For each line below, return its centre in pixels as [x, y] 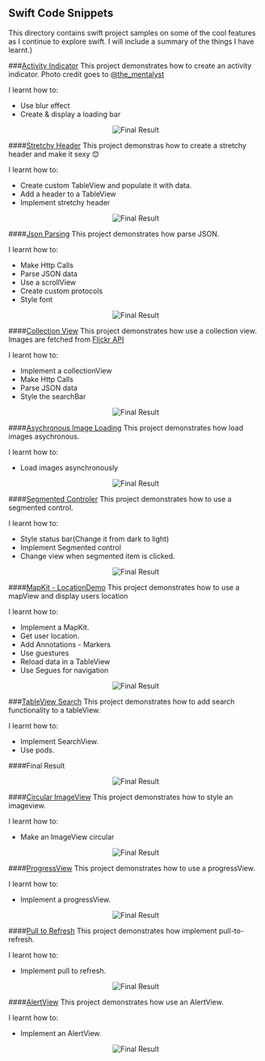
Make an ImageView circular [67, 836]
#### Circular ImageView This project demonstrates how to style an [121, 797]
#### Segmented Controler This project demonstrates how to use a [120, 499]
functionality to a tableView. [55, 709]
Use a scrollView [48, 282]
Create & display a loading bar [70, 114]
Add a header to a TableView [68, 194]
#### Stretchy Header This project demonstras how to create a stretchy [127, 145]
